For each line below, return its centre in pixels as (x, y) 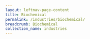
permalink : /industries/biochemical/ (45, 19)
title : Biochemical (26, 15)
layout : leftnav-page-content (37, 10)
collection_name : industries (36, 29)
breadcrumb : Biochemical (32, 24)
